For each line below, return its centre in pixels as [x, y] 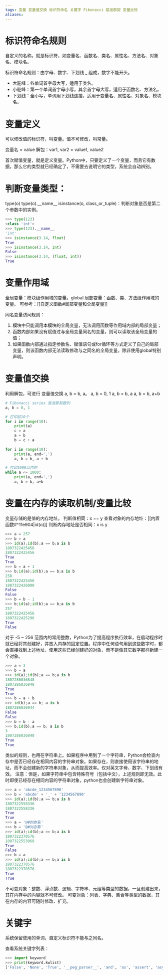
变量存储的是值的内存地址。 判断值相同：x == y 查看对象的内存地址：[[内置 [82, 518]
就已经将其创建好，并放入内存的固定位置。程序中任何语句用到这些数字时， [82, 644]
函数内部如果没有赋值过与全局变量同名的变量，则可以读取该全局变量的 [85, 332]
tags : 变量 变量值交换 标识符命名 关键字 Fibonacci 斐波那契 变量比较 [71, 10]
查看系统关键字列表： [27, 948]
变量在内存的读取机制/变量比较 [68, 504]
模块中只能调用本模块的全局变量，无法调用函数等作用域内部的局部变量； [87, 325]
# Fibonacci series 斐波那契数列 [38, 403]
